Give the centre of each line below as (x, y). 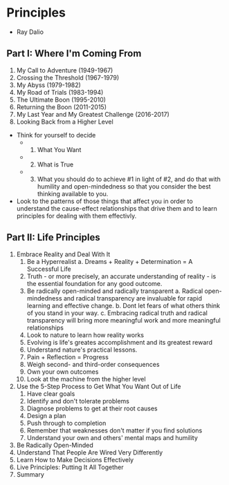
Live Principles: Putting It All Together (70, 467)
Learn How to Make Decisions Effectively (75, 459)
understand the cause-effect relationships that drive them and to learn (117, 208)
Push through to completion (66, 423)
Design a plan (46, 415)
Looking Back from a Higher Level (65, 122)
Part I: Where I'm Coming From (74, 54)
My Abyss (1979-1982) (48, 85)
